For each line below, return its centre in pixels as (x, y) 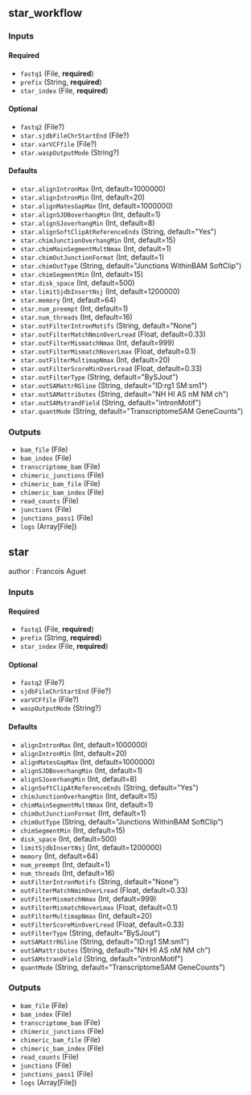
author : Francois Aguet (47, 572)
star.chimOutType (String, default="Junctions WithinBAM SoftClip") (131, 266)
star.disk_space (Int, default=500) (77, 283)
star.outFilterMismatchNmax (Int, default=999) (97, 342)
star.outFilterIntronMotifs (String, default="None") (108, 325)
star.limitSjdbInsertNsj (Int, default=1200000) (100, 291)
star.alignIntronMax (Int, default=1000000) (93, 188)
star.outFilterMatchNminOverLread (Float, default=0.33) (113, 334)
